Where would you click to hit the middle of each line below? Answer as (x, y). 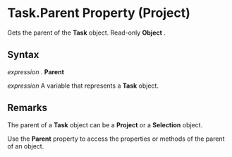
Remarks (28, 108)
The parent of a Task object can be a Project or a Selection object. (105, 124)
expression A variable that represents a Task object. (83, 86)
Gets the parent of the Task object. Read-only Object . (86, 33)
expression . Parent (36, 71)
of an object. (26, 146)
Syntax (23, 55)
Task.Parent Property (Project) (99, 13)
